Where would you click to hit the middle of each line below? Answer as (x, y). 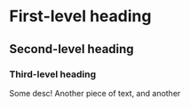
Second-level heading (72, 49)
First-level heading (80, 16)
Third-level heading (53, 74)
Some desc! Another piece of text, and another (95, 93)
